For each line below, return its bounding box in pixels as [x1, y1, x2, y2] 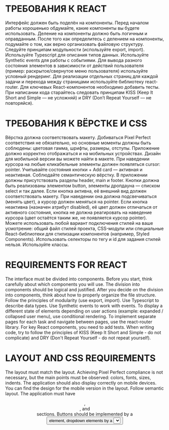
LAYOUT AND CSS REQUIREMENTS [5, 352, 156, 363]
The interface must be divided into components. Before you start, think [5, 276, 153, 282]
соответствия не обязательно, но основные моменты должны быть [5, 140, 151, 146]
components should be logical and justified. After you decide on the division [5, 286, 163, 292]
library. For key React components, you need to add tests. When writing [5, 324, 154, 330]
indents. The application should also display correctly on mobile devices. [5, 380, 157, 386]
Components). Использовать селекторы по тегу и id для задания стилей [5, 236, 161, 242]
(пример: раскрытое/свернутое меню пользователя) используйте [5, 68, 148, 74]
